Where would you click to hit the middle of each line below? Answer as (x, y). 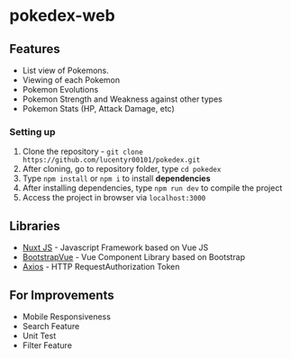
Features (35, 49)
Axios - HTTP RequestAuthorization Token (101, 267)
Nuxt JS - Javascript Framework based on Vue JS (115, 247)
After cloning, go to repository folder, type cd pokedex (122, 169)
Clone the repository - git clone (83, 152)
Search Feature (51, 326)
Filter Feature (47, 345)
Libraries (35, 226)
